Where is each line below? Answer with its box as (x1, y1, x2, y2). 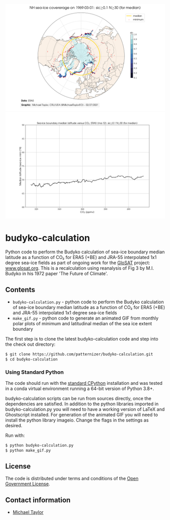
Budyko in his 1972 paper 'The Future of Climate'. (5, 271, 108, 277)
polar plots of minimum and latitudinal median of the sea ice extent (12, 321, 152, 327)
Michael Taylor (12, 509, 44, 515)
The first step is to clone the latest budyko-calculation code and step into (5, 336, 158, 342)
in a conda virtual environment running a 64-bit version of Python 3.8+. (5, 385, 154, 392)
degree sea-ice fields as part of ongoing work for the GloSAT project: (5, 259, 151, 266)
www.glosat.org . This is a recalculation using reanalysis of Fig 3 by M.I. (5, 265, 154, 271)
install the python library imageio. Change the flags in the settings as (5, 417, 149, 423)
